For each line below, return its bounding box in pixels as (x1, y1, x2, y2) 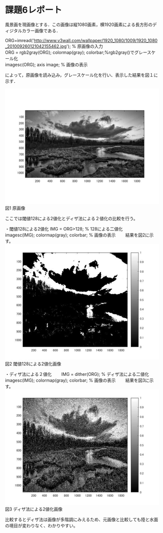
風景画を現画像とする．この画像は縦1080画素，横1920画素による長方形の (5, 22, 153, 27)
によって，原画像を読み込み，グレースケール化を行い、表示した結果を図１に (5, 72, 158, 78)
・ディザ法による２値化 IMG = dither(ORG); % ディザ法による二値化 (5, 371, 149, 377)
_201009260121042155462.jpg (5, 43, 67, 49)
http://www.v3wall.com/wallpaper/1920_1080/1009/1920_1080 (34, 37, 158, 43)
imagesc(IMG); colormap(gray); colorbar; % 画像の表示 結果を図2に (5, 232, 150, 238)
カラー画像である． (21, 27, 61, 33)
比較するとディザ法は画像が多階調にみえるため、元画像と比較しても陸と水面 (5, 516, 159, 522)
